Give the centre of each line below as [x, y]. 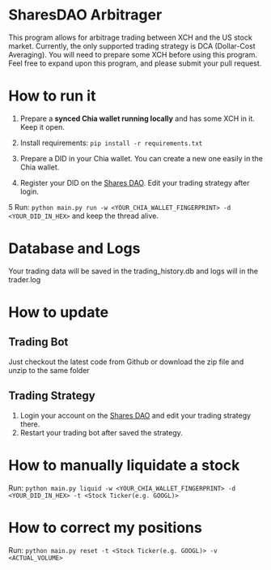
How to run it [52, 96]
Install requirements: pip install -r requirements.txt [111, 143]
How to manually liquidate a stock [124, 465]
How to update [59, 312]
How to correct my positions [105, 527]
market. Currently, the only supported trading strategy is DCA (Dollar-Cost [132, 45]
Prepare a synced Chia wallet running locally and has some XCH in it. [137, 118]
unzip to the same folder [49, 370]
